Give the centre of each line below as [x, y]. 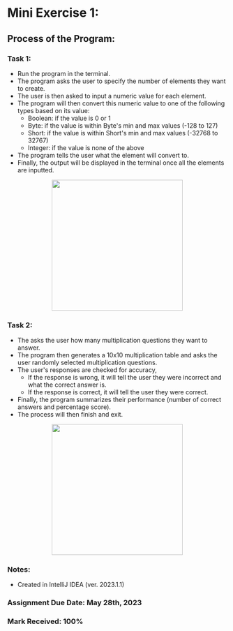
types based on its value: [53, 110]
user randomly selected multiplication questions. [87, 363]
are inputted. [36, 170]
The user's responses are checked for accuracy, [87, 370]
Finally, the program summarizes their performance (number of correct [119, 400]
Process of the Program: [61, 39]
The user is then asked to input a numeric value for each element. [112, 96]
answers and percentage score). [64, 407]
